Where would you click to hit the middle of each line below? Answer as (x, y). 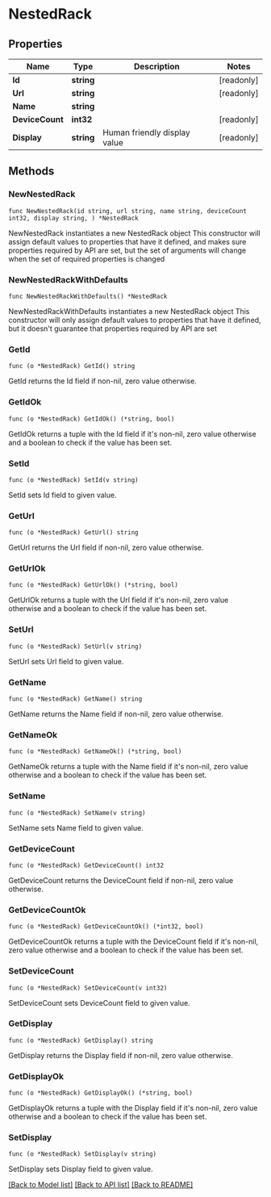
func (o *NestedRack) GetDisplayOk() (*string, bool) (101, 1093)
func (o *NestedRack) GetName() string (75, 699)
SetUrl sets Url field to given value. (66, 661)
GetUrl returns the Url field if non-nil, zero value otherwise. (106, 548)
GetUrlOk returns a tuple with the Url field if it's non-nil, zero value (119, 600)
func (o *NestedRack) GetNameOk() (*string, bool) (95, 751)
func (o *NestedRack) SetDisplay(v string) (83, 1154)
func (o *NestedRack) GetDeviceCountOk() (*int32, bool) (106, 927)
